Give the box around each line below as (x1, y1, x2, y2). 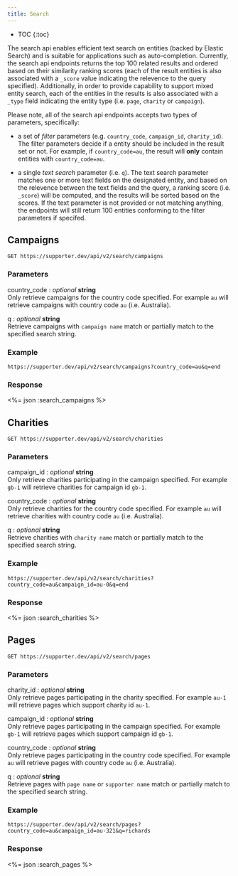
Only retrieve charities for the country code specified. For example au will (7, 504, 222, 513)
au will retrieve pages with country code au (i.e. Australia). (7, 759, 176, 767)
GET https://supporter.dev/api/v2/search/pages (7, 653, 151, 660)
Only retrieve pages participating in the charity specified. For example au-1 (7, 693, 227, 702)
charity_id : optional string (7, 685, 85, 694)
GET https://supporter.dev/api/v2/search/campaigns (7, 253, 163, 260)
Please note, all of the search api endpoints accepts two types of (7, 110, 198, 119)
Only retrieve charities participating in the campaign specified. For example (7, 476, 227, 484)
